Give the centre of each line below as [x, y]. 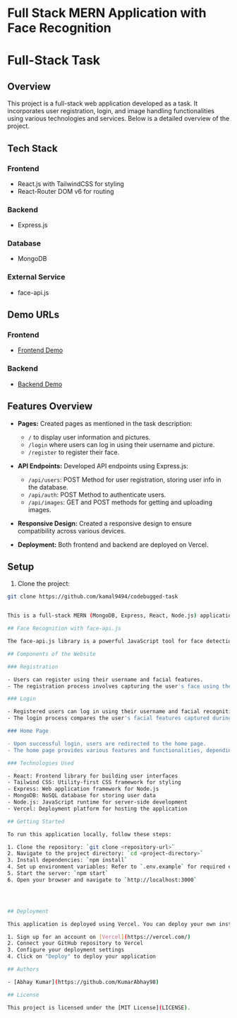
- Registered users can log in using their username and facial [104, 712]
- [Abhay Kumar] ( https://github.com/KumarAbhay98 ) [83, 982]
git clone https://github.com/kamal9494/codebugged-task [93, 597]
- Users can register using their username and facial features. [105, 679]
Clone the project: [44, 584]
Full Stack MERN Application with [107, 13]
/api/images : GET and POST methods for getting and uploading [120, 502]
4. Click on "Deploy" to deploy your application [82, 956]
